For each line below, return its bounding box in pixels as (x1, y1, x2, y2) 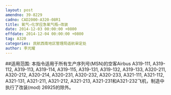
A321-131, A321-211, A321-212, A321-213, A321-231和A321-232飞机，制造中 (5, 78, 165, 84)
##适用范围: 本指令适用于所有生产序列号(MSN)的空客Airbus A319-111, (5, 60, 152, 67)
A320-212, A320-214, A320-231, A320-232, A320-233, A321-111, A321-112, (5, 71, 164, 78)
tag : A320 (5, 36, 27, 42)
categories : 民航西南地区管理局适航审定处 (5, 41, 87, 46)
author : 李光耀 (5, 46, 35, 51)
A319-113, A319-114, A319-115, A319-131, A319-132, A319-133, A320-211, (14, 66, 166, 72)
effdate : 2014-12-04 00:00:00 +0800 (5, 31, 84, 36)
